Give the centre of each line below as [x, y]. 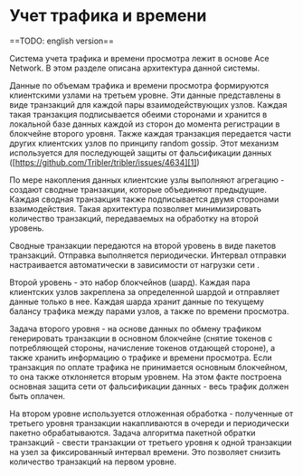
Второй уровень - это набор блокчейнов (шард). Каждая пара [130, 282]
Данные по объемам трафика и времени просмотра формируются [139, 85]
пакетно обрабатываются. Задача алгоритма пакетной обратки [133, 433]
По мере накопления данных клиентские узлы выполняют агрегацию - [147, 180]
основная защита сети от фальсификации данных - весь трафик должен [149, 386]
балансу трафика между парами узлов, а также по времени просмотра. [149, 311]
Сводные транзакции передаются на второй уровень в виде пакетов [143, 245]
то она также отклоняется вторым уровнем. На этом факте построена [146, 376]
